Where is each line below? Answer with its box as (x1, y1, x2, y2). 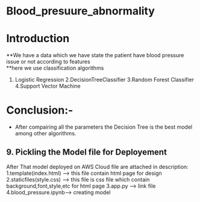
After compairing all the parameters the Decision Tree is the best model (14, 123, 193, 130)
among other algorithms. (14, 130, 77, 137)
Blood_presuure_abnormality (6, 4, 155, 18)
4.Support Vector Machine (14, 82, 81, 90)
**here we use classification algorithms (6, 64, 104, 72)
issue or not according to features (6, 58, 90, 66)
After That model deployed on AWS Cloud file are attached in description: (6, 163, 189, 170)
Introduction (6, 32, 70, 46)
